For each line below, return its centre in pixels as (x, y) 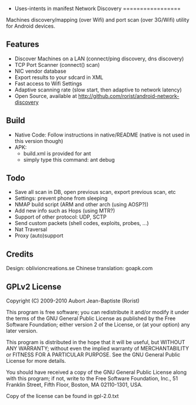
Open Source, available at (46, 96)
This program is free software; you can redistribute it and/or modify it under (98, 312)
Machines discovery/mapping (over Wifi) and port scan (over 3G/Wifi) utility (98, 20)
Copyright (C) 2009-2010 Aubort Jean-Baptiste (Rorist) (73, 301)
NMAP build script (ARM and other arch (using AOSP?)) (81, 205)
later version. (22, 331)
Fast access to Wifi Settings (48, 83)
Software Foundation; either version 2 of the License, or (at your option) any (98, 325)
